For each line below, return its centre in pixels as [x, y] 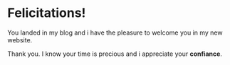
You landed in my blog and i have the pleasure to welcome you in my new [115, 32]
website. [20, 40]
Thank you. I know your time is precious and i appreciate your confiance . [115, 54]
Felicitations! [47, 13]
